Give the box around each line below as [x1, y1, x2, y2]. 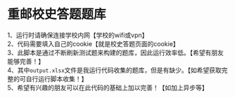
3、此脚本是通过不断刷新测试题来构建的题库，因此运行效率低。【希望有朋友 [7, 48, 224, 57]
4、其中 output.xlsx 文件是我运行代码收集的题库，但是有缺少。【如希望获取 [7, 66, 222, 74]
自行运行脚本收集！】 [25, 74, 88, 83]
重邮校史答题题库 [7, 6, 107, 22]
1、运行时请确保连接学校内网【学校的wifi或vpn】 [7, 31, 148, 39]
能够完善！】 [7, 57, 44, 65]
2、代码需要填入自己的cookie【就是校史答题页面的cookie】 [7, 39, 179, 48]
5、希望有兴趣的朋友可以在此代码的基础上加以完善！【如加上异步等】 [7, 83, 209, 92]
